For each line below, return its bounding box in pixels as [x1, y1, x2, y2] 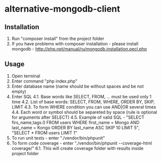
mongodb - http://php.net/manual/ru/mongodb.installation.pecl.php [11, 46, 147, 52]
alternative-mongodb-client [4, 3, 120, 15]
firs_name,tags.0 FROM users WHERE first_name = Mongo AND [11, 119, 140, 125]
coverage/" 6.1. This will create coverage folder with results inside [11, 145, 144, 151]
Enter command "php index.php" [11, 78, 78, 84]
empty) [11, 89, 26, 94]
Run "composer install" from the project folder [11, 36, 105, 41]
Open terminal [11, 73, 40, 79]
